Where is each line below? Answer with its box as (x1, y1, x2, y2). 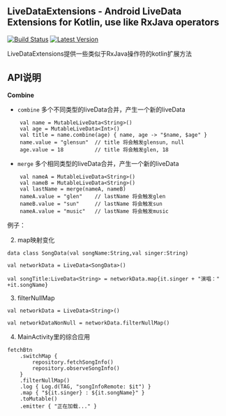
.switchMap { (20, 352, 58, 359)
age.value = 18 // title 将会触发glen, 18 (20, 146, 169, 153)
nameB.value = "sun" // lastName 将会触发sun (20, 200, 163, 207)
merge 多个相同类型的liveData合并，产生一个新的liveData (17, 159, 179, 168)
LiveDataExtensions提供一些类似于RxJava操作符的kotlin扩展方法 (7, 49, 192, 58)
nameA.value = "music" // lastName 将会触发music (20, 207, 169, 215)
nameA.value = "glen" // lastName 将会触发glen (20, 193, 166, 200)
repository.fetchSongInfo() (32, 359, 114, 366)
